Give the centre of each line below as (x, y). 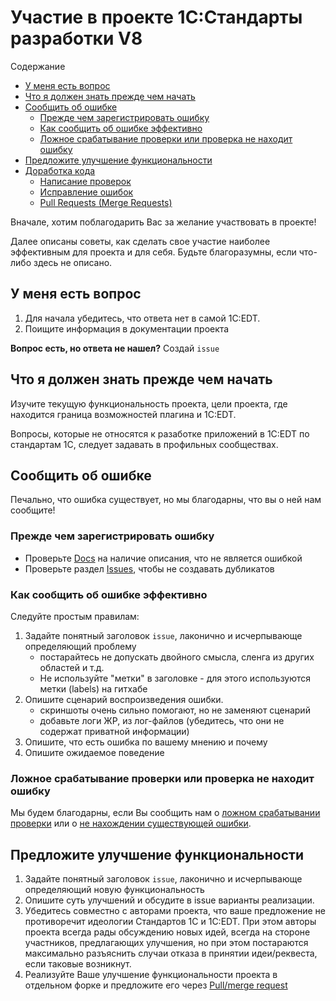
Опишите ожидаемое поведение (94, 752)
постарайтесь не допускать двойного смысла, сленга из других (177, 657)
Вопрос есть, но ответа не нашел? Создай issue (115, 348)
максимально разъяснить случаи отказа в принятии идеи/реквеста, (171, 953)
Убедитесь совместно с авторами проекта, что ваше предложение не (175, 911)
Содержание (38, 66)
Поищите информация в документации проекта (127, 328)
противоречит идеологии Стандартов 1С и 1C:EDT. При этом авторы (170, 922)
